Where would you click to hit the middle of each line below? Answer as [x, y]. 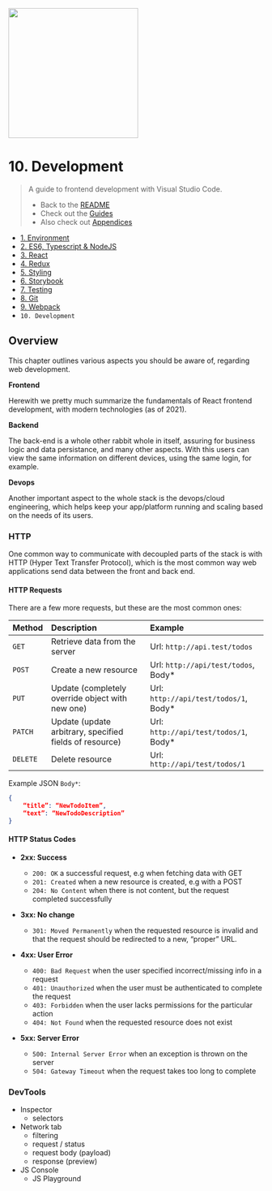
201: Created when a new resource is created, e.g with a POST [137, 882]
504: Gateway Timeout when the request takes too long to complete [144, 1071]
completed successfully [72, 899]
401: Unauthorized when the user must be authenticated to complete [147, 987]
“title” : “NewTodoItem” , [65, 806]
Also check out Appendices [86, 222]
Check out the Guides [76, 213]
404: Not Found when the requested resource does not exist [132, 1022]
